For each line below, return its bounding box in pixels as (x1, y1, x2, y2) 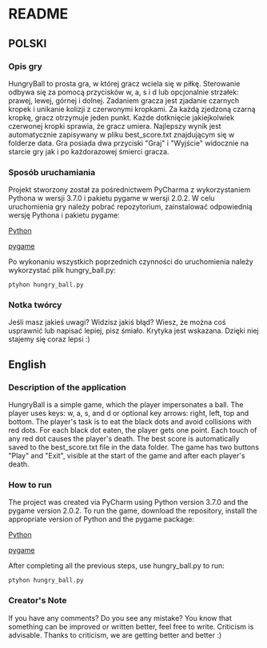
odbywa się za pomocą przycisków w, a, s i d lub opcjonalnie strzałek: (8, 87, 239, 97)
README (8, 5, 69, 23)
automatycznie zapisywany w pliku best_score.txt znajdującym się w (8, 130, 235, 139)
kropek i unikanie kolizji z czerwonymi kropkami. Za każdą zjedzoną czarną (8, 104, 256, 114)
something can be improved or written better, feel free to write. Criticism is (8, 622, 254, 631)
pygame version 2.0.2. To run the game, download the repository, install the (8, 506, 257, 516)
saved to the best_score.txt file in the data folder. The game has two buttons (8, 442, 260, 452)
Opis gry (8, 61, 42, 72)
